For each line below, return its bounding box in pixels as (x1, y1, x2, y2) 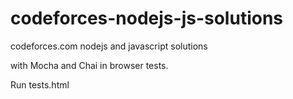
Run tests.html (10, 78, 70, 91)
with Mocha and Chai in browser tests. (10, 59, 169, 71)
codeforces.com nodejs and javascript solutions (10, 40, 208, 52)
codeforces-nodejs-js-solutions (10, 7, 284, 30)
